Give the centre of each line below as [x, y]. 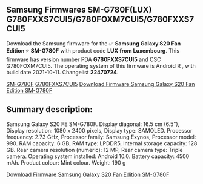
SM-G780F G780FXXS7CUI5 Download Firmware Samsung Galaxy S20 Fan [101, 84]
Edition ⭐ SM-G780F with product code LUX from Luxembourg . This [93, 50]
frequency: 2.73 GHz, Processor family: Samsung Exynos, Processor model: [101, 137]
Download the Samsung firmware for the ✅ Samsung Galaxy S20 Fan [94, 43]
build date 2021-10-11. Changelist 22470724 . [62, 72]
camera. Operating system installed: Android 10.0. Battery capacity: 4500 [98, 156]
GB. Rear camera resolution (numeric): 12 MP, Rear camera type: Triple [95, 149]
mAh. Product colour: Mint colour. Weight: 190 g [66, 162]
